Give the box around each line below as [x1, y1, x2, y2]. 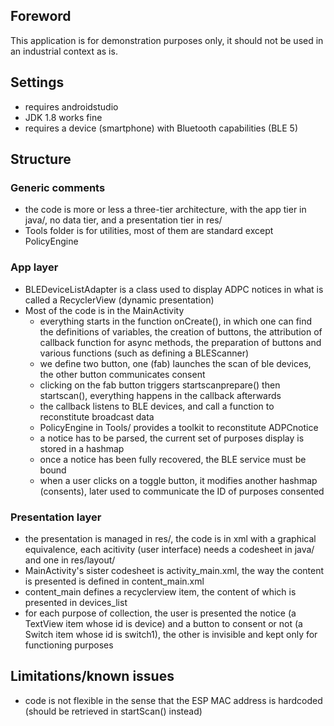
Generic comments [10, 180, 106, 194]
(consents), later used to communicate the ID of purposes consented [39, 485, 325, 497]
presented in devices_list [24, 596, 128, 608]
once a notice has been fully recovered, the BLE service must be [39, 453, 307, 465]
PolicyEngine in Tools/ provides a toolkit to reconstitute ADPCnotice [39, 421, 319, 433]
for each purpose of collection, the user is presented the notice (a [24, 607, 297, 619]
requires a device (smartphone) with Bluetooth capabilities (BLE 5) [24, 122, 299, 134]
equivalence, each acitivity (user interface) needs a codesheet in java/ [24, 543, 315, 555]
